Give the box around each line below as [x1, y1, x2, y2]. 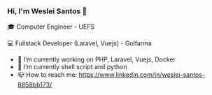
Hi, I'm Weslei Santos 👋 [7, 6, 87, 16]
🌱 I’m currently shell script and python [17, 63, 127, 71]
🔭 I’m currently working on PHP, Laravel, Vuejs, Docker [17, 55, 176, 64]
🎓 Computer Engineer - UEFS [7, 22, 95, 31]
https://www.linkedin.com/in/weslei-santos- [78, 71, 205, 79]
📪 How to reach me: [17, 71, 78, 79]
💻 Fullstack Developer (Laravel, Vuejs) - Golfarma [7, 39, 153, 47]
